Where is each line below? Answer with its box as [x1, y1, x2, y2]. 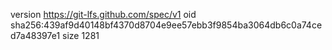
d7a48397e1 [10, 30, 61, 41]
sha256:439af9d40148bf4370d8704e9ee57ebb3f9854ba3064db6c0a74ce [10, 19, 323, 31]
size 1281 [62, 30, 100, 41]
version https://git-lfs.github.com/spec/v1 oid [10, 9, 197, 20]
